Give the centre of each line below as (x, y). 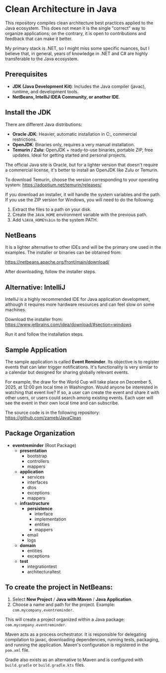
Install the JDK (28, 112)
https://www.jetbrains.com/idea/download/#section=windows (68, 325)
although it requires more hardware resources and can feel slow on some (80, 305)
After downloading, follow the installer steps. (51, 272)
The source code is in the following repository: (53, 413)
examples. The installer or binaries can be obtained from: (63, 252)
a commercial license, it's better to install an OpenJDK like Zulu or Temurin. (82, 170)
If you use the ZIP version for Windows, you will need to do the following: (80, 200)
